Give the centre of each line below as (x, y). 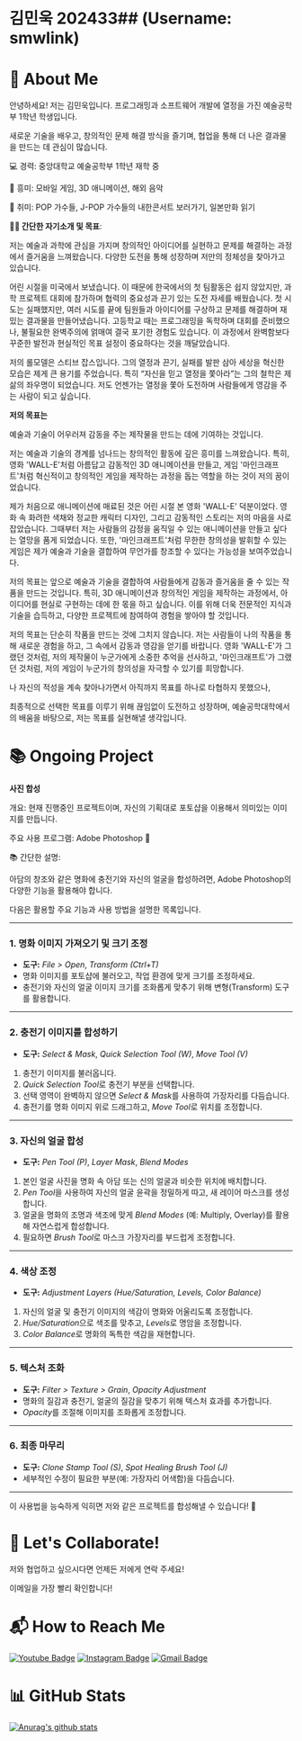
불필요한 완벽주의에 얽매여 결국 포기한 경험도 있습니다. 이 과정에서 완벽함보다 (155, 332)
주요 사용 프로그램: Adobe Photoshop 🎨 (80, 839)
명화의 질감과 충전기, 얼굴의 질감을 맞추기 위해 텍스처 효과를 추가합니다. (147, 1401)
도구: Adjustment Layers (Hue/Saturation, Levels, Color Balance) (142, 1293)
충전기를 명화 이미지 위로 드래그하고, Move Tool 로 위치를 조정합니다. (142, 1107)
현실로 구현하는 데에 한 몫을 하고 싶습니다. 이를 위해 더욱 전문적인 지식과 (166, 605)
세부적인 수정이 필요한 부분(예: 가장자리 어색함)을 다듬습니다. (129, 1478)
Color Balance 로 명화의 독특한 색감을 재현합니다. (109, 1334)
